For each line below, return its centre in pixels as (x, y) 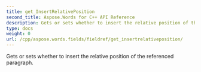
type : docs (20, 28)
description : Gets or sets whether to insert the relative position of (97, 23)
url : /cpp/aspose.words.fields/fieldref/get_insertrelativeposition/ (95, 39)
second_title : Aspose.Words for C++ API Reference (71, 17)
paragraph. (20, 62)
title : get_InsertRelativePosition (51, 12)
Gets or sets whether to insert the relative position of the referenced (90, 56)
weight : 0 (19, 34)
